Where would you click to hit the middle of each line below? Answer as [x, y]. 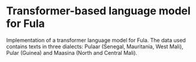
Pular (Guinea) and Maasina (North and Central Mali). [72, 52]
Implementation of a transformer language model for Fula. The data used [96, 40]
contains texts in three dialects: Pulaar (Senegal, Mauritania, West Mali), [95, 46]
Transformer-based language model [98, 11]
